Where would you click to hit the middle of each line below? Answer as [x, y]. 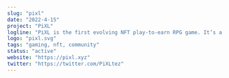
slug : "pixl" [26, 13]
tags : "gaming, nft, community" [53, 45]
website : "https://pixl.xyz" [49, 58]
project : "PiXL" [30, 26]
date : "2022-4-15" [33, 20]
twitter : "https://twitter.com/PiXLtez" [66, 64]
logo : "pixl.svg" [32, 39]
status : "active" [32, 52]
